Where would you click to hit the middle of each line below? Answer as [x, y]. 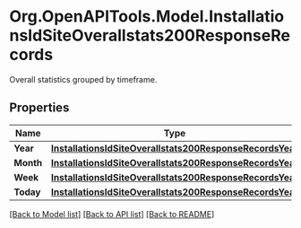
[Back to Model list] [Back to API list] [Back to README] [112, 214]
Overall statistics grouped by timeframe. [83, 79]
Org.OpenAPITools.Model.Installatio [147, 17]
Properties [39, 108]
